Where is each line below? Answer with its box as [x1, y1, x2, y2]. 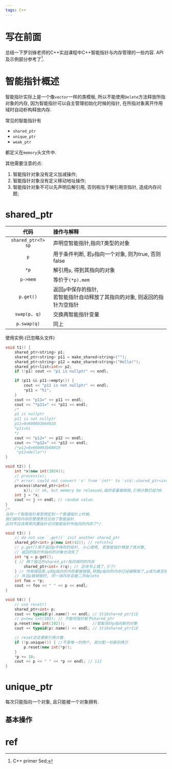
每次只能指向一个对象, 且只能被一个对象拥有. [5, 699, 99, 705]
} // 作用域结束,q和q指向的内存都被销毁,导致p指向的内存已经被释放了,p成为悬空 [14, 569, 164, 574]
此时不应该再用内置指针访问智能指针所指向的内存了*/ [5, 521, 101, 526]
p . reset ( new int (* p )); [24, 645, 72, 650]
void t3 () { [5, 530, 31, 536]
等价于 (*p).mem [53, 276, 90, 283]
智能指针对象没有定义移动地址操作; [12, 178, 87, 184]
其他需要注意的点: [5, 160, 43, 167]
